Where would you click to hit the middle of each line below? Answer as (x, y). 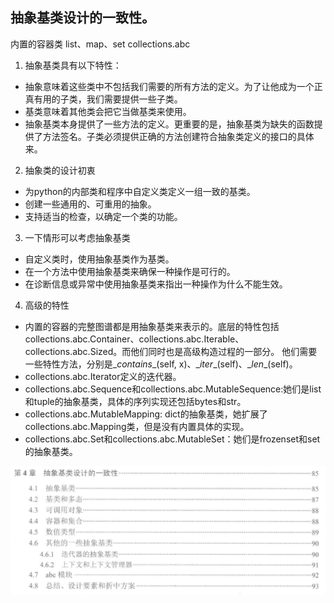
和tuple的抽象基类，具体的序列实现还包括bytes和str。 (135, 401)
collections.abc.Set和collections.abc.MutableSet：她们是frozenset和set (172, 439)
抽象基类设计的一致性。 (82, 18)
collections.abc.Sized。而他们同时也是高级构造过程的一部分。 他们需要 (171, 351)
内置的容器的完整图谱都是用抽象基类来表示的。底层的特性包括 (152, 326)
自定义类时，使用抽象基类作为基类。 (99, 259)
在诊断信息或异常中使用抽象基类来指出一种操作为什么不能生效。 (156, 284)
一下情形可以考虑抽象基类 (77, 237)
